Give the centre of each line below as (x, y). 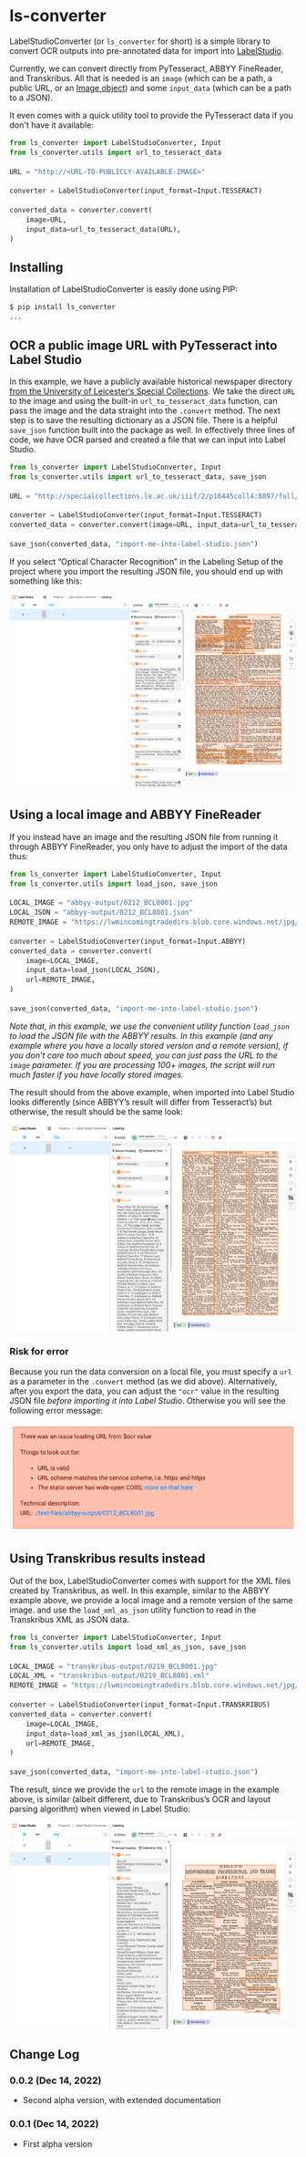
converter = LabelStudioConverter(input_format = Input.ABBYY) (128, 941)
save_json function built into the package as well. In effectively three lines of (153, 430)
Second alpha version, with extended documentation (122, 2100)
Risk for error (39, 1352)
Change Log (45, 2054)
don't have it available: (51, 125)
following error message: (56, 1410)
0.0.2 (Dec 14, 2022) (56, 2080)
